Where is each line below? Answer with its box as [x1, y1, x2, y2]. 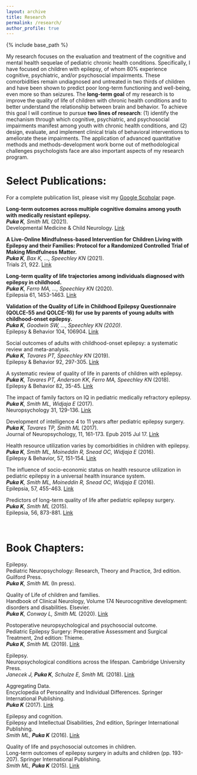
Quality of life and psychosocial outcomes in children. [6, 743, 137, 750]
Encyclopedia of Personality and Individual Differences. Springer [6, 688, 163, 696]
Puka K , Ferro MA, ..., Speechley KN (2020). [6, 285, 114, 292]
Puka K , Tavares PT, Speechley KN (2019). [6, 352, 110, 359]
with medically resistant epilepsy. [6, 212, 91, 219]
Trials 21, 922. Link [6, 261, 52, 268]
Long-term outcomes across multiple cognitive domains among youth [6, 206, 181, 213]
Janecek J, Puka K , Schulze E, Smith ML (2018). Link [6, 671, 134, 678]
